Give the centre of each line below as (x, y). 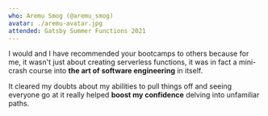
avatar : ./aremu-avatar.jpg (56, 23)
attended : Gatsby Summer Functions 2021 (77, 31)
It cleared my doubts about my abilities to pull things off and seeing (120, 86)
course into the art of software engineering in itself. (116, 71)
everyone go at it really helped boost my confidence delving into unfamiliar (134, 95)
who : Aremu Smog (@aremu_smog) (61, 16)
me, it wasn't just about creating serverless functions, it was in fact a (123, 62)
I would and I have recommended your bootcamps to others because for (129, 54)
